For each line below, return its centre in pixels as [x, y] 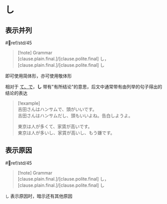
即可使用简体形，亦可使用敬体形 [38, 76]
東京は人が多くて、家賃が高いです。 [55, 126]
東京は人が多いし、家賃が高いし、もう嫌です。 [66, 133]
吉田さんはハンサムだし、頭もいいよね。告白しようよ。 [75, 115]
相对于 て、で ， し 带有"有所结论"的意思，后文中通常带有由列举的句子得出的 [84, 87]
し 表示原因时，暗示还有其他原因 [39, 196]
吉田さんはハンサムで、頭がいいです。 [57, 109]
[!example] [29, 103]
